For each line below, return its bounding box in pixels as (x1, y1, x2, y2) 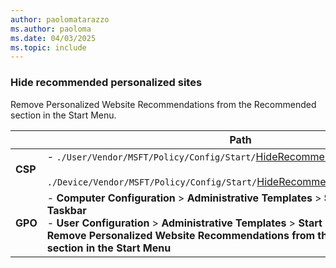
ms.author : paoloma (10, 24, 92, 34)
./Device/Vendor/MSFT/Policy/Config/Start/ (46, 176, 258, 188)
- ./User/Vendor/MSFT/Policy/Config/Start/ (46, 149, 257, 163)
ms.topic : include (10, 42, 87, 53)
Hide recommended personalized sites (10, 76, 203, 90)
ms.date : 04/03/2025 (10, 33, 97, 43)
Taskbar (46, 203, 87, 217)
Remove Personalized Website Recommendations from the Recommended (10, 98, 317, 110)
